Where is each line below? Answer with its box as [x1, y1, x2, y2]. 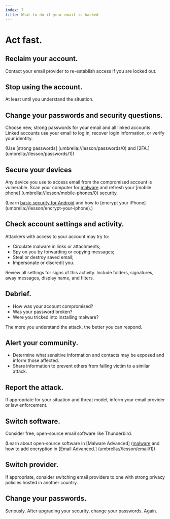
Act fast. [5, 34, 42, 46]
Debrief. [5, 290, 31, 298]
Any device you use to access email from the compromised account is [5, 179, 152, 185]
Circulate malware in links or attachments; [12, 243, 100, 249]
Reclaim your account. [5, 55, 78, 63]
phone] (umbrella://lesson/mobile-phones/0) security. [5, 190, 118, 196]
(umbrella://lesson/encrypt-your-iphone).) [5, 205, 93, 211]
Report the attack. [5, 383, 64, 392]
